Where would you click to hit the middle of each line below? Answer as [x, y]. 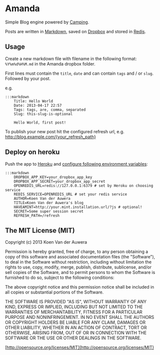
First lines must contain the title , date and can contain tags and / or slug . [80, 73]
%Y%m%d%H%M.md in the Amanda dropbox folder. [50, 63]
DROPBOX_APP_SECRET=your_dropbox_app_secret [60, 181]
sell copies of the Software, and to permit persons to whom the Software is [80, 272]
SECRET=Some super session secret [49, 211]
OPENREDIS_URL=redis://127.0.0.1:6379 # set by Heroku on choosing [83, 186]
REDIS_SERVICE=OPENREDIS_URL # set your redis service [71, 194]
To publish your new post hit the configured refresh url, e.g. [65, 131]
